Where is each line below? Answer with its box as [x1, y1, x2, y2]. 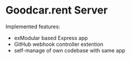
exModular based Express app [14, 34, 88, 41]
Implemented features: [5, 23, 61, 30]
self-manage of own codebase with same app [14, 46, 126, 54]
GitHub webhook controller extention [14, 41, 104, 48]
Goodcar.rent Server [5, 4, 108, 17]
